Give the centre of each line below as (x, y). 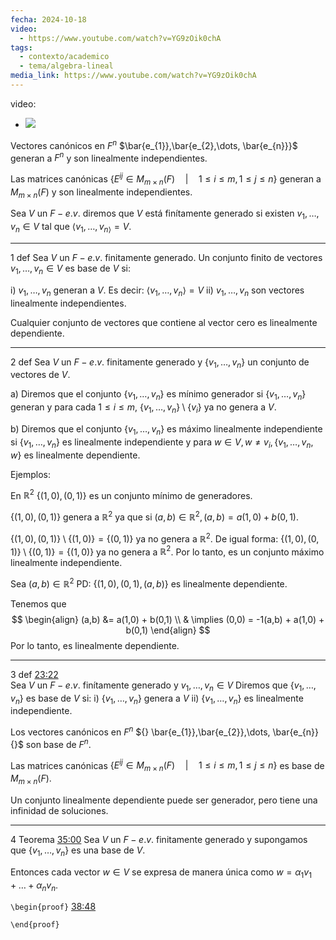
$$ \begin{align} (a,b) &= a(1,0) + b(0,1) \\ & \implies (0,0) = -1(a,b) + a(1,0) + (168, 619)
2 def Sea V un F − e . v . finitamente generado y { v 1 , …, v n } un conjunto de (160, 363)
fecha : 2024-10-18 (48, 19)
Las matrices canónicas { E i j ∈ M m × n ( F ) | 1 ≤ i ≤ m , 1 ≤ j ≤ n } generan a (166, 179)
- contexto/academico (64, 57)
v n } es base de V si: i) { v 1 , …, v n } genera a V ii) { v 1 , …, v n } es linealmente (157, 699)
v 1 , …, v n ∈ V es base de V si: (71, 269)
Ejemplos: (31, 474)
